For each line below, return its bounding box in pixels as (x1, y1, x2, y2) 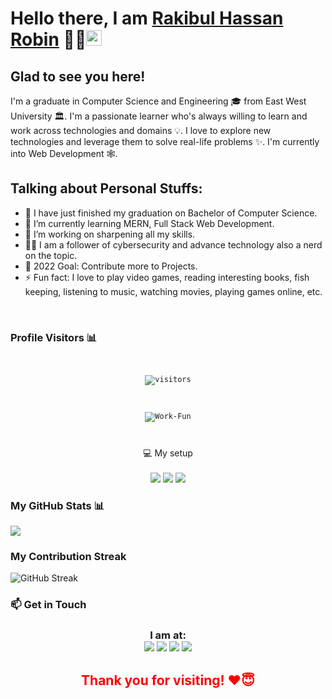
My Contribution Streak (10, 550, 127, 564)
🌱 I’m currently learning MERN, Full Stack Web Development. (24, 217, 275, 229)
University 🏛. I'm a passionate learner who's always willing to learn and (10, 110, 308, 122)
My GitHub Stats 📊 (10, 498, 105, 512)
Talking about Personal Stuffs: (10, 180, 203, 197)
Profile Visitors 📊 (10, 330, 98, 344)
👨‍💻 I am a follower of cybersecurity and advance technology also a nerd (24, 238, 323, 251)
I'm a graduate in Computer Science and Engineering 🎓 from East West (10, 95, 307, 107)
